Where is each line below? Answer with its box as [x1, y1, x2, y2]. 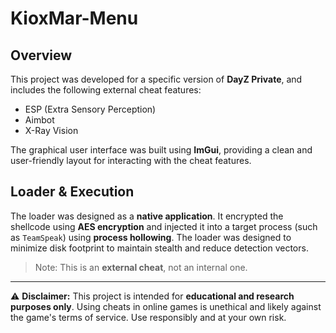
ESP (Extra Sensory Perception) [24, 103, 157, 115]
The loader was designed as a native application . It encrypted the [10, 210, 284, 222]
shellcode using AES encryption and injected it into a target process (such [10, 220, 318, 232]
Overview [10, 47, 73, 64]
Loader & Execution [10, 183, 135, 201]
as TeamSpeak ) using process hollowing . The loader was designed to [10, 231, 292, 243]
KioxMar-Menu [10, 7, 139, 30]
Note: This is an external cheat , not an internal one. [34, 261, 248, 273]
